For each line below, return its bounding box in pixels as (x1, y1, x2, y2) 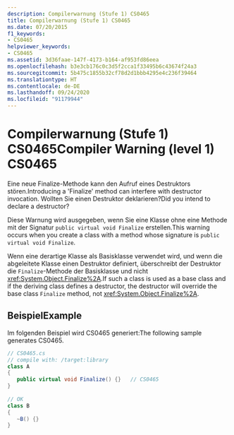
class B (7, 402, 30, 410)
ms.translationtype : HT (7, 76, 78, 83)
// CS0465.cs (7, 350, 46, 357)
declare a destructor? (7, 202, 70, 210)
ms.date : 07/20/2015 (7, 23, 68, 30)
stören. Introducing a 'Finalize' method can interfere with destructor (7, 186, 202, 195)
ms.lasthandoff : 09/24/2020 (7, 89, 90, 96)
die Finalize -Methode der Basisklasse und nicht (7, 266, 149, 275)
